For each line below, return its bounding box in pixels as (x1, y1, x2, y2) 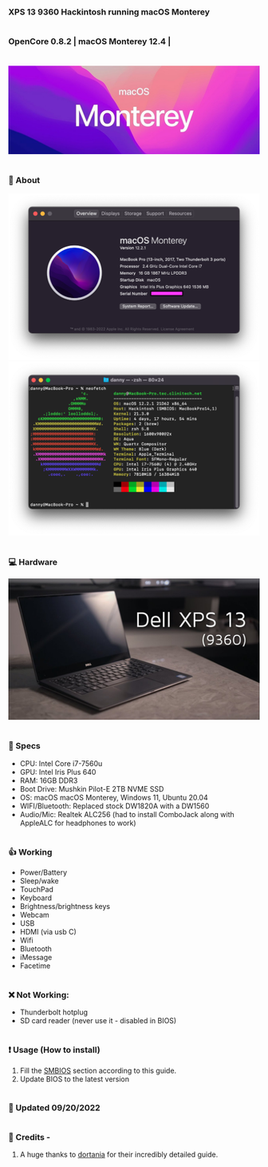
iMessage (19, 953, 53, 963)
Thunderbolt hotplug (19, 1007, 89, 1017)
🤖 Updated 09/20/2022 (8, 1102, 101, 1113)
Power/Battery (19, 867, 68, 877)
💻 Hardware (8, 557, 58, 568)
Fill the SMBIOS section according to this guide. (19, 1066, 177, 1075)
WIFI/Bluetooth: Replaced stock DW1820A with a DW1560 (19, 801, 210, 811)
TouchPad (19, 885, 54, 895)
